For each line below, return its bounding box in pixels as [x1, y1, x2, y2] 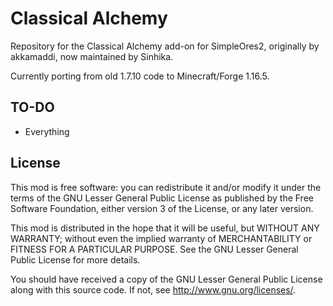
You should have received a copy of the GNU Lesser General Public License [10, 273, 323, 285]
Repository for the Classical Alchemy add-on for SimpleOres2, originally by [10, 40, 320, 52]
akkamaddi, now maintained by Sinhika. [10, 50, 174, 62]
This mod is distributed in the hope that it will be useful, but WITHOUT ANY [10, 222, 320, 234]
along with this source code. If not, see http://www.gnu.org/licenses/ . [10, 283, 297, 296]
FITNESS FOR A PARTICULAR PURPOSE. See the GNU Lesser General [10, 243, 299, 255]
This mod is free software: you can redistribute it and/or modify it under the [10, 181, 322, 193]
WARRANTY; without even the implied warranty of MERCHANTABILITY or [10, 232, 313, 244]
